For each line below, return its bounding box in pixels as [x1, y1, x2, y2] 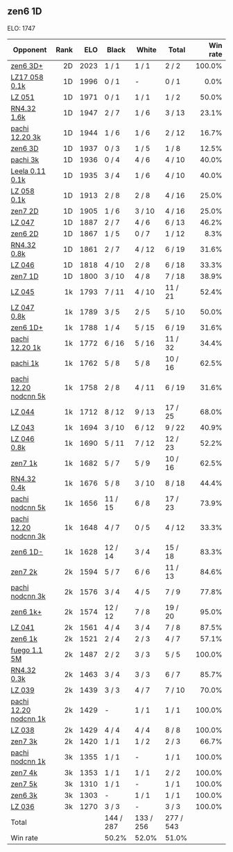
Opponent [12, 45, 47, 54]
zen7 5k [10, 779, 38, 789]
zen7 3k [10, 737, 38, 746]
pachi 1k [10, 358, 40, 368]
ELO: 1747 [7, 24, 36, 32]
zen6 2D [10, 229, 39, 239]
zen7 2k [10, 567, 38, 577]
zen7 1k [10, 458, 38, 468]
